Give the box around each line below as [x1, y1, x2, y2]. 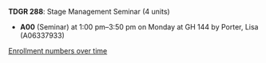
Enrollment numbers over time [8, 46, 108, 55]
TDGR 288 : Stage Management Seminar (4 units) [8, 7, 170, 16]
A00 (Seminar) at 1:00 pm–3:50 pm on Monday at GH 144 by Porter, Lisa [19, 22, 259, 31]
